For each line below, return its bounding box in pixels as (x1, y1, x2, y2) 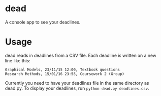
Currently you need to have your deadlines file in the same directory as (5, 80, 149, 86)
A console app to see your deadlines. (5, 19, 81, 25)
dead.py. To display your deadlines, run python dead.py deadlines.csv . (5, 85, 149, 91)
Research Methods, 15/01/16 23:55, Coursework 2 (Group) (5, 72, 125, 76)
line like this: (5, 57, 31, 64)
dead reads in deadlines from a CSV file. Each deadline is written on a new (5, 52, 157, 58)
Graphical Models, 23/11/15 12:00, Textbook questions (5, 67, 120, 72)
